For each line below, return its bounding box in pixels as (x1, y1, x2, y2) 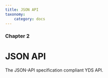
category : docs (14, 16, 46, 21)
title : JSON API (5, 7, 39, 12)
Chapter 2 (5, 33, 30, 39)
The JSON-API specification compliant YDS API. (5, 67, 104, 73)
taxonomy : (5, 12, 26, 17)
